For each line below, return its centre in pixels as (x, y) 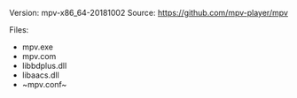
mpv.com (39, 56)
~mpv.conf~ (44, 84)
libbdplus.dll (44, 66)
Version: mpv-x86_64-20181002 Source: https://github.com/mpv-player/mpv (148, 13)
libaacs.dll (40, 75)
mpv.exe (37, 47)
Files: (19, 30)
